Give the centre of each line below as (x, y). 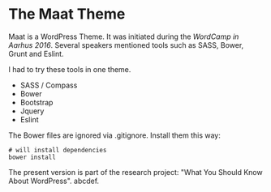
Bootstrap (37, 102)
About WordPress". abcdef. (54, 181)
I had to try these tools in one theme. (70, 69)
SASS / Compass (49, 85)
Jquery (32, 111)
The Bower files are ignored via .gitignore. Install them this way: (115, 135)
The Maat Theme (67, 14)
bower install (32, 157)
